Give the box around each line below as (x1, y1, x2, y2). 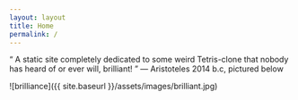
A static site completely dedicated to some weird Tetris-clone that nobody (14, 54, 289, 65)
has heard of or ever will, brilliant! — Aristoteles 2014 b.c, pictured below (9, 63, 285, 74)
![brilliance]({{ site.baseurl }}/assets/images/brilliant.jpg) (9, 81, 218, 92)
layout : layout (9, 12, 66, 22)
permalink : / (9, 29, 58, 38)
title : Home (9, 21, 54, 30)
